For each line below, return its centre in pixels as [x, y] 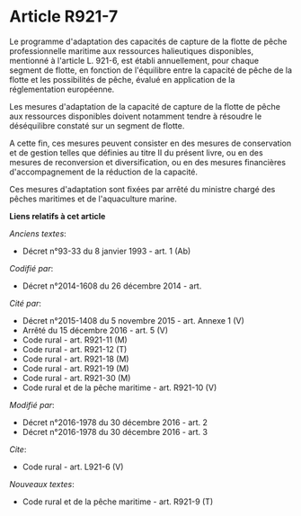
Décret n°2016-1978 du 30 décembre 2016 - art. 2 [115, 422]
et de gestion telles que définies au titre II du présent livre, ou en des [136, 152]
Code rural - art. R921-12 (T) [75, 349]
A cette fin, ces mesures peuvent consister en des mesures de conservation [150, 143]
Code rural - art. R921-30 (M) [76, 378]
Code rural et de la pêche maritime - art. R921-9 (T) [118, 502]
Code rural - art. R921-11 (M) [75, 340]
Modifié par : [32, 405]
